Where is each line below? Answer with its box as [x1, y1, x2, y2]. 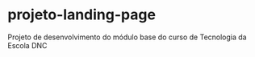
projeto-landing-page [7, 6, 157, 24]
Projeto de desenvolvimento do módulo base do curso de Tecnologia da [7, 32, 247, 42]
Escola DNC [7, 40, 48, 50]
